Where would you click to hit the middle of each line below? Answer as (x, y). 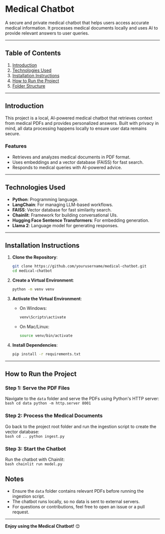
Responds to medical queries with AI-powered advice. (67, 167)
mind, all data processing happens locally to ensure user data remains (76, 128)
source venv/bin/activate (46, 335)
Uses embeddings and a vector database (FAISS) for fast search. (78, 162)
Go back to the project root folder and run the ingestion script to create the (81, 426)
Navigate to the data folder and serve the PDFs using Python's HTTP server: (82, 399)
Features (16, 146)
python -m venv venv (33, 289)
